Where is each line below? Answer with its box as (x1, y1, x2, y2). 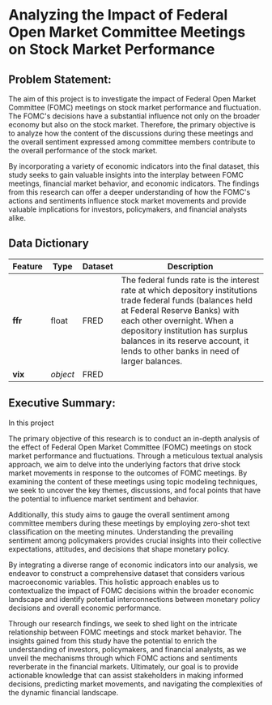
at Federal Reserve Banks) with (121, 304, 240, 316)
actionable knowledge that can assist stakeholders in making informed (8, 670, 244, 680)
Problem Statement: (8, 72, 112, 86)
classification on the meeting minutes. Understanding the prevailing (8, 527, 234, 536)
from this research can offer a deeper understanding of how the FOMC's (8, 187, 251, 196)
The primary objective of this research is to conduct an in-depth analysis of (8, 433, 261, 443)
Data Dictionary (8, 237, 89, 251)
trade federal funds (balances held (121, 294, 253, 306)
